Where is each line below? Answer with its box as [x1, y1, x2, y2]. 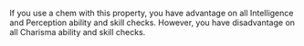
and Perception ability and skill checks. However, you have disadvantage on [9, 17, 295, 28]
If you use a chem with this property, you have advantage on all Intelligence [9, 8, 294, 18]
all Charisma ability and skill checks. [9, 27, 146, 37]
